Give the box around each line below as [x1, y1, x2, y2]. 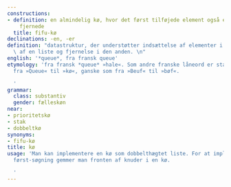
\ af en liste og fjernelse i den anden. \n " [13, 49, 146, 56]
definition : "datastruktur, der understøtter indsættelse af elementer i [7, 42, 223, 49]
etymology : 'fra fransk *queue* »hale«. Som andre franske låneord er [7, 61, 214, 68]
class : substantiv [13, 93, 67, 100]
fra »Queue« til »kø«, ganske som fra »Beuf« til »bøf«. [13, 67, 180, 74]
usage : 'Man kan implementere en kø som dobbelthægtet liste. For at [7, 151, 211, 157]
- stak [7, 118, 26, 125]
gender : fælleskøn [13, 99, 67, 107]
